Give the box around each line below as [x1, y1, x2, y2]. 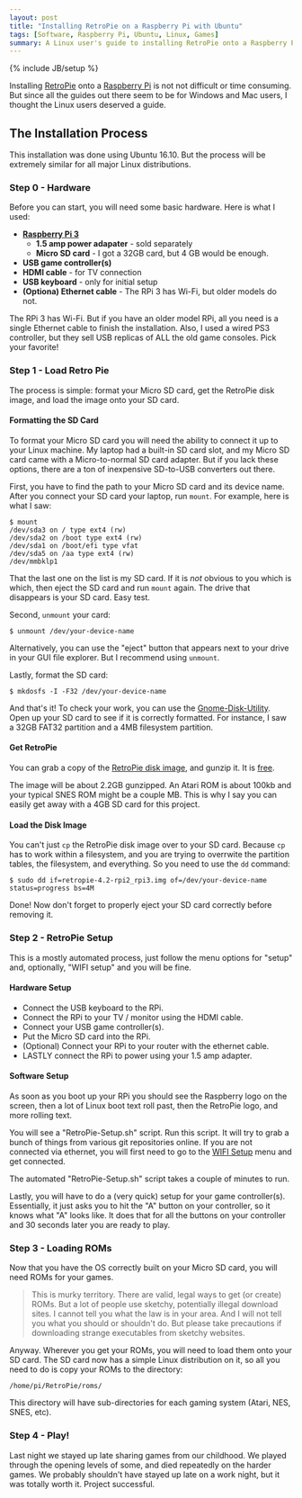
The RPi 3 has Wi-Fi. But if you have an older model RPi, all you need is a [9, 313, 279, 324]
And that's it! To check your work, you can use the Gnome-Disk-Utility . [9, 703, 271, 713]
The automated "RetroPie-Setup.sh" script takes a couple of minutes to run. [9, 1173, 290, 1184]
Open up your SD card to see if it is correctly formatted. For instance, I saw [9, 712, 288, 722]
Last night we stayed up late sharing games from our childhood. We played [9, 1449, 287, 1460]
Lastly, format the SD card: [9, 669, 109, 680]
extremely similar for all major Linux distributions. [9, 159, 191, 170]
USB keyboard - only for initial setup [22, 276, 158, 288]
